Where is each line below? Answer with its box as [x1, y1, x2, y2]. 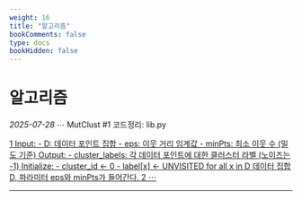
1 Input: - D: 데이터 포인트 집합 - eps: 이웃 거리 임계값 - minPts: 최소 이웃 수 [9, 138, 277, 149]
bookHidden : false [9, 47, 78, 56]
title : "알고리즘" [9, 22, 71, 30]
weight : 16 [9, 13, 50, 22]
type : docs [9, 38, 50, 48]
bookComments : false [9, 30, 87, 39]
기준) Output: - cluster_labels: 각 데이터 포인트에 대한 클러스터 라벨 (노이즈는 [18, 150, 290, 161]
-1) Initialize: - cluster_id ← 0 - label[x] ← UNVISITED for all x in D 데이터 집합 [9, 161, 291, 171]
